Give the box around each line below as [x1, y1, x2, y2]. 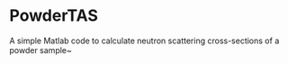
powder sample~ [9, 44, 72, 55]
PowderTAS [9, 5, 99, 26]
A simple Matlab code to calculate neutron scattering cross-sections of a [9, 35, 280, 46]
